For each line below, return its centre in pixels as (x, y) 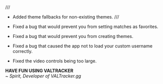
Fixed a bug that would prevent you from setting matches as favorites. (85, 26)
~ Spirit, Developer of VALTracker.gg (43, 76)
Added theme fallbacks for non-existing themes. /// (66, 17)
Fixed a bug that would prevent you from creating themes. (73, 36)
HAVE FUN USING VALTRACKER (39, 70)
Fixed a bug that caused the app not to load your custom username (83, 46)
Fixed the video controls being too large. (55, 61)
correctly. (22, 51)
